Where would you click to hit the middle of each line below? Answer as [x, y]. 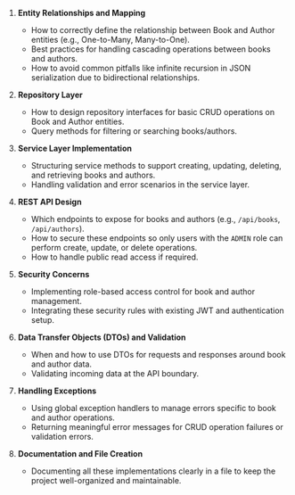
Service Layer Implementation [74, 148]
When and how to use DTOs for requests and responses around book [158, 355]
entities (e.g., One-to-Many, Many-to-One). [110, 40]
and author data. [61, 364]
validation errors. [62, 437]
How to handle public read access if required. [115, 257]
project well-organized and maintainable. [106, 480]
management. [56, 301]
